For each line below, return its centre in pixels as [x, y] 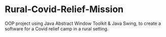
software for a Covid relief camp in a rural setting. [57, 28]
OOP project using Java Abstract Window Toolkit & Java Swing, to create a [83, 23]
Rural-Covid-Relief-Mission [64, 9]
